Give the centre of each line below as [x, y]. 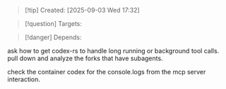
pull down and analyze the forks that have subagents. [85, 58]
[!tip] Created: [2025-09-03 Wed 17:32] [82, 10]
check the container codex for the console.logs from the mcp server [107, 72]
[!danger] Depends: [53, 37]
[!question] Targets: [53, 23]
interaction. [24, 79]
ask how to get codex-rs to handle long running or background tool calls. [113, 51]
